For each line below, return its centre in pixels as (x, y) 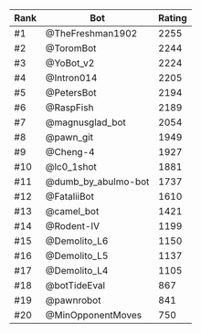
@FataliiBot (69, 197)
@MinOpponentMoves (94, 315)
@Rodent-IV (73, 226)
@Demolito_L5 (77, 256)
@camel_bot (72, 211)
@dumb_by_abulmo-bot (97, 182)
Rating (173, 18)
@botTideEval (75, 285)
